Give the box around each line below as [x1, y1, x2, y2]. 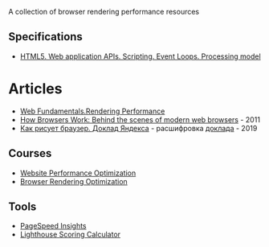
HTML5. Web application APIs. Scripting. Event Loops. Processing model [19, 51, 261, 61]
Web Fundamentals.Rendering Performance [19, 106, 165, 116]
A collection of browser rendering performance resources [8, 7, 200, 16]
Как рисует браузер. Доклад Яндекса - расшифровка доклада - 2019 [19, 123, 258, 133]
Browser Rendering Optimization [19, 176, 128, 186]
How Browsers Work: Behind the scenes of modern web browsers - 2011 [19, 114, 261, 124]
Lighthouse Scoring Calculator [19, 229, 121, 240]
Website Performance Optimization [19, 168, 137, 178]
